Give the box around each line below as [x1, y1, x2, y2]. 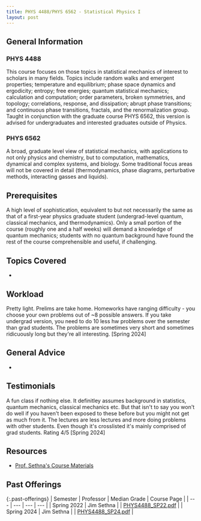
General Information [6, 37, 83, 47]
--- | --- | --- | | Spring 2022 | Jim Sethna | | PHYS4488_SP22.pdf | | [13, 502, 183, 509]
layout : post [6, 14, 39, 20]
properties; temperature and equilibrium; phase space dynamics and [6, 81, 176, 88]
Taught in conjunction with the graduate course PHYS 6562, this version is [6, 113, 191, 120]
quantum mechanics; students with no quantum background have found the [6, 232, 194, 239]
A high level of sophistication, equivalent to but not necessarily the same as [6, 206, 193, 213]
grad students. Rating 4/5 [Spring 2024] [6, 429, 106, 436]
